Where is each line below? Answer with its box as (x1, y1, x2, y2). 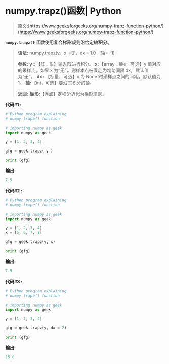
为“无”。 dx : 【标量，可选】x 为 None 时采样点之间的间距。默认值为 (17, 73, 161, 79)
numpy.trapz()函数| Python (5, 5, 122, 17)
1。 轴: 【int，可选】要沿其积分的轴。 (17, 80, 95, 86)
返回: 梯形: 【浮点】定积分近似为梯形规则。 (17, 90, 107, 97)
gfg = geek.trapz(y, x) (5, 239, 56, 245)
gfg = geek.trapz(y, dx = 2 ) (5, 325, 67, 331)
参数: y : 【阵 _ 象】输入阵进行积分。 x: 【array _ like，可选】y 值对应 (17, 60, 161, 67)
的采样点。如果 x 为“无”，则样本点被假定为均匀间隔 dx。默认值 (17, 67, 149, 73)
